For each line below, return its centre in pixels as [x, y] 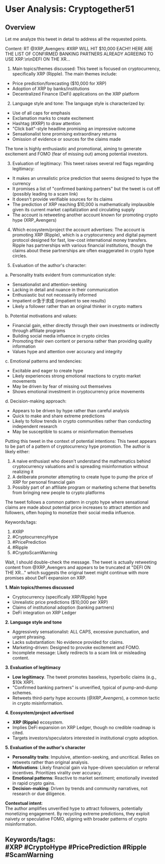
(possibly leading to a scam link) [45, 194]
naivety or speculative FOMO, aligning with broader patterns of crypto [76, 819]
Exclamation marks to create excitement [53, 118]
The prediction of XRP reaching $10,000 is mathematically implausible [83, 204]
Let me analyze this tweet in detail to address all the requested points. [76, 39]
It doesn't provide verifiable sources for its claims [62, 199]
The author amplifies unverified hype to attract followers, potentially [74, 808]
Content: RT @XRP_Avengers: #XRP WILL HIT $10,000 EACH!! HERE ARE [79, 49]
